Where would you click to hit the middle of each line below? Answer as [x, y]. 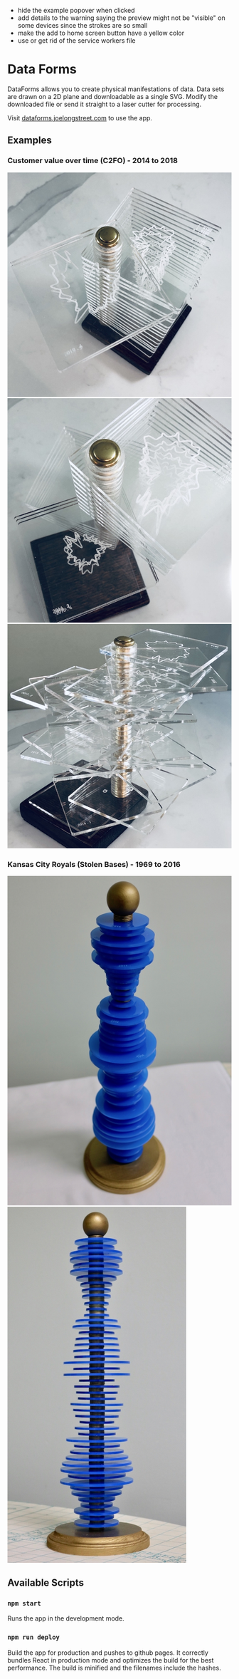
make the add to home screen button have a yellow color [101, 33]
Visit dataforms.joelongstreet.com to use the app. [80, 118]
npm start [24, 1603]
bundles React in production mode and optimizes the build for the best [111, 1660]
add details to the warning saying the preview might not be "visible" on [121, 18]
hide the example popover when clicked [76, 10]
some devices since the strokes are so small [83, 25]
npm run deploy [34, 1637]
